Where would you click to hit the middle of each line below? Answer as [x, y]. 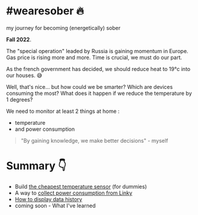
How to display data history [48, 199]
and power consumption [45, 129]
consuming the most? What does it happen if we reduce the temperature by [99, 93]
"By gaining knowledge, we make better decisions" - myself [94, 140]
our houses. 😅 [24, 75]
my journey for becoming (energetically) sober [64, 27]
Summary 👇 [36, 166]
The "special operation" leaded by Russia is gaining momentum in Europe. [98, 51]
